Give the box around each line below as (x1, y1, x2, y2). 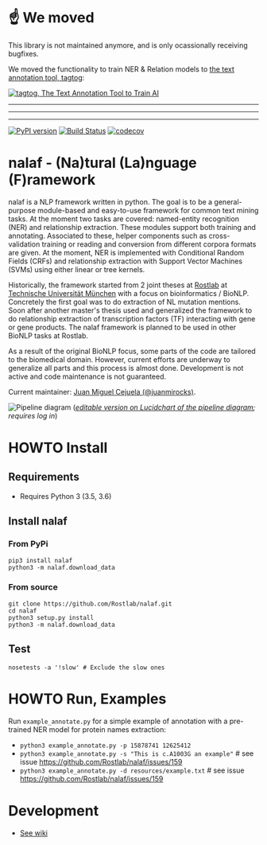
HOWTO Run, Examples (8, 690, 167, 707)
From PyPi (8, 539, 48, 550)
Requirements (8, 470, 79, 484)
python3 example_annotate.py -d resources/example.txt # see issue (19, 765, 245, 775)
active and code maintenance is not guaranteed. (8, 372, 167, 381)
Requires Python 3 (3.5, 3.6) (19, 491, 112, 500)
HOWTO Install (8, 439, 108, 457)
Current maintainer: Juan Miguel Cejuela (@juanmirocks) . (8, 387, 196, 396)
